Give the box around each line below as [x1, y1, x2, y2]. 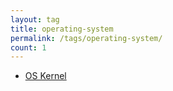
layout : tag [10, 14, 60, 25]
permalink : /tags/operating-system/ [10, 33, 163, 43]
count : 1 [10, 42, 47, 53]
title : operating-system [10, 24, 114, 34]
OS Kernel [24, 70, 67, 82]
